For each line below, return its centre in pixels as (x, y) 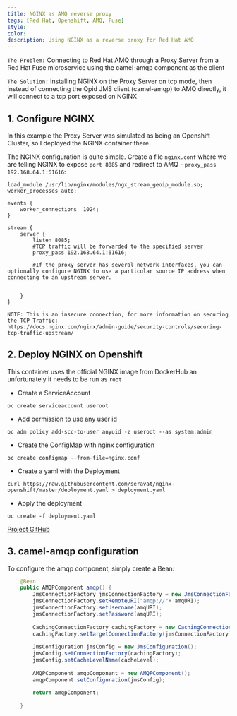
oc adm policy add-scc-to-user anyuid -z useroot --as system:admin (110, 431)
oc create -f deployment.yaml (52, 516)
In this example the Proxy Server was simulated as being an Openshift (109, 136)
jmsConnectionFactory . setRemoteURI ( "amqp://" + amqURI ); (116, 601)
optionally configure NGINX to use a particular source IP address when (116, 271)
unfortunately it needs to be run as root (65, 379)
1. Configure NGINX (51, 118)
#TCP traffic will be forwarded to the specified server (118, 246)
